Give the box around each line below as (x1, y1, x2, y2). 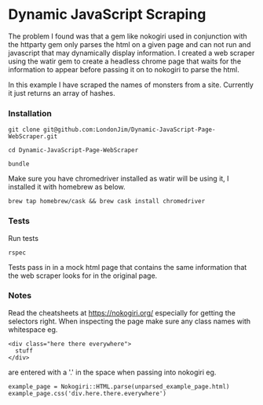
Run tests (8, 233, 39, 243)
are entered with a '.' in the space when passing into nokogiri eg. (8, 367, 217, 377)
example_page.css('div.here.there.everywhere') (8, 389, 167, 397)
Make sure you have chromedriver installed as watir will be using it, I (8, 174, 229, 184)
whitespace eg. (8, 324, 58, 334)
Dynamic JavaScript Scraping (8, 5, 206, 24)
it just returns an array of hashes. (8, 88, 115, 97)
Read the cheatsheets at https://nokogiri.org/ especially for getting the (8, 308, 236, 317)
